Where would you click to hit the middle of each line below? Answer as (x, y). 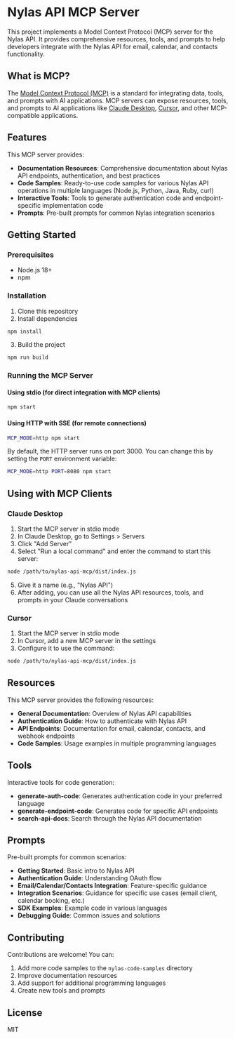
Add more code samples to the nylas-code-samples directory (105, 968)
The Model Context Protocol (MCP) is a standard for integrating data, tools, (116, 93)
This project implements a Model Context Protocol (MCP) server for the (110, 32)
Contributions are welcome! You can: (61, 955)
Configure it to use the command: (66, 648)
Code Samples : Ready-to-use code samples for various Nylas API (113, 183)
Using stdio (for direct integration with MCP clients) (84, 392)
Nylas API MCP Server (74, 12)
